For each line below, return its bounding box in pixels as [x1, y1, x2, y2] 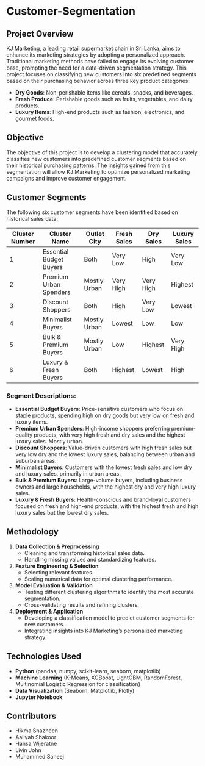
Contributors [6, 711, 57, 721]
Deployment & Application [15, 607, 84, 615]
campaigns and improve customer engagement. [6, 174, 127, 182]
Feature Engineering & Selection [15, 562, 99, 570]
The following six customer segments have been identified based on [6, 209, 178, 216]
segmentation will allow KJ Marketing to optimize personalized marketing [6, 168, 190, 175]
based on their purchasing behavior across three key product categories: [6, 77, 190, 84]
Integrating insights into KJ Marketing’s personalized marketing [24, 627, 183, 634]
